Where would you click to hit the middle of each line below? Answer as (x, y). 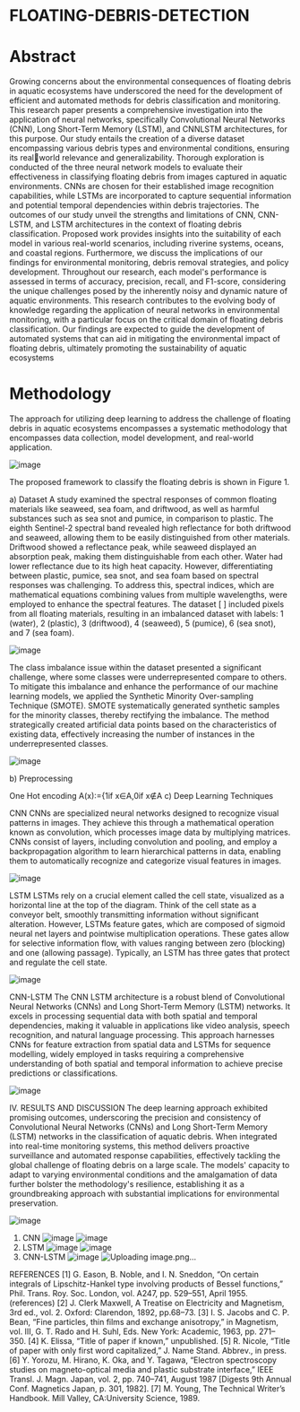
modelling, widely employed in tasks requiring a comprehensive (127, 1054)
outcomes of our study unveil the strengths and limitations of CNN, (133, 215)
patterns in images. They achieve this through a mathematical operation (142, 823)
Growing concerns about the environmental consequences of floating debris (150, 82)
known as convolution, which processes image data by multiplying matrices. (150, 832)
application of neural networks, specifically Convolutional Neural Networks (147, 120)
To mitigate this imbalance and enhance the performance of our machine (144, 687)
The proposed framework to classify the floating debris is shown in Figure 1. (150, 482)
